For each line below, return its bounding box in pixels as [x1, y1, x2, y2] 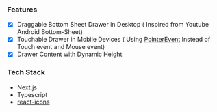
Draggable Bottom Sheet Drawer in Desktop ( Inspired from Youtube [16, 20, 209, 29]
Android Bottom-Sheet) [16, 28, 84, 36]
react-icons [16, 98, 50, 106]
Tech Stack [7, 68, 46, 77]
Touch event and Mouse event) [16, 43, 105, 51]
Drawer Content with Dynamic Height [16, 50, 123, 59]
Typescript [16, 90, 48, 98]
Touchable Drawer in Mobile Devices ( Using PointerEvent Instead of [16, 36, 211, 44]
